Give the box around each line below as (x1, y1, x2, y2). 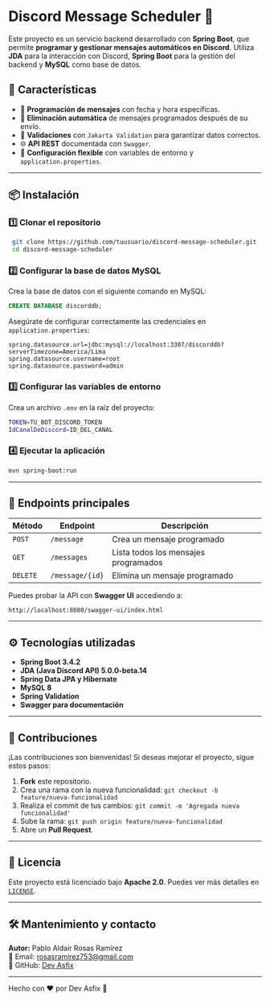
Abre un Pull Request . (19, 825, 94, 835)
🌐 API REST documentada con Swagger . (19, 139, 151, 148)
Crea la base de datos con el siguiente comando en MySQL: (8, 286, 207, 297)
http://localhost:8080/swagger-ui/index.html (8, 606, 163, 615)
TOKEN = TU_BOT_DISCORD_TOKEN (8, 418, 103, 426)
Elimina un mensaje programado (112, 570, 234, 581)
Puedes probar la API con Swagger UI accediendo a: (8, 591, 183, 600)
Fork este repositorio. (19, 777, 92, 787)
